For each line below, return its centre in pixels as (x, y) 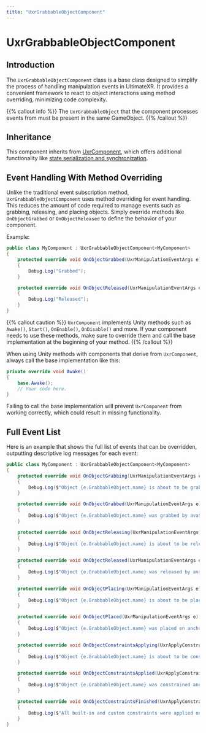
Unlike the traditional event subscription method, (68, 192)
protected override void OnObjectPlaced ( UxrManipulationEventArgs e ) (108, 617)
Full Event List (34, 432)
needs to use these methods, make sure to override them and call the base (101, 335)
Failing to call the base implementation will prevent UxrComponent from (94, 406)
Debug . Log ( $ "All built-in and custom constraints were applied (111, 713)
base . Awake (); (35, 383)
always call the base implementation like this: (63, 360)
